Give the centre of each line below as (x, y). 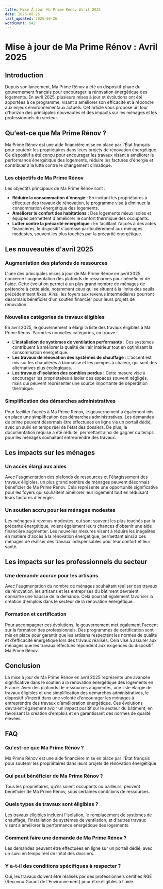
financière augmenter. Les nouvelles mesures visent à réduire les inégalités (80, 531)
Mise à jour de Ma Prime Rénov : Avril (81, 47)
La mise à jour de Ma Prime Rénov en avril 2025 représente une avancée (78, 678)
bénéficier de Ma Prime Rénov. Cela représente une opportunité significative (81, 487)
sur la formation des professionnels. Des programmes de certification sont (79, 630)
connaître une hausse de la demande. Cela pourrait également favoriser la (79, 597)
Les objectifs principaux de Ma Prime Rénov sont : (55, 188)
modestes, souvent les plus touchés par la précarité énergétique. (77, 234)
